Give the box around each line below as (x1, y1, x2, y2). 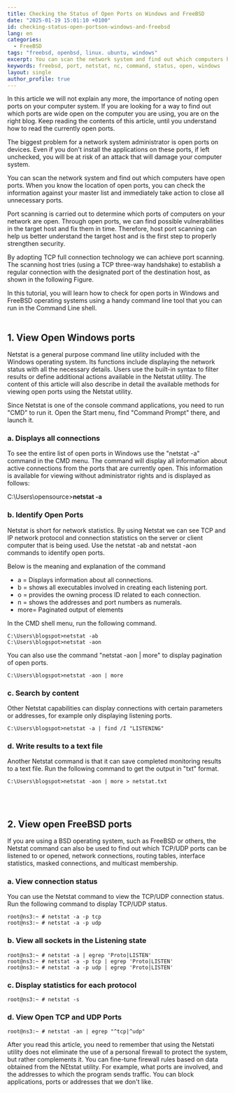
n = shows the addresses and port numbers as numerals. (17, 598, 183, 606)
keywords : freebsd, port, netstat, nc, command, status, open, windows (7, 62, 220, 69)
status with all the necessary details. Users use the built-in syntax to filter (7, 365, 219, 373)
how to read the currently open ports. (7, 124, 115, 133)
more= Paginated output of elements (17, 605, 124, 614)
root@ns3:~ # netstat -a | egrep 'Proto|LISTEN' (7, 951, 152, 958)
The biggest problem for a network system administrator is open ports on (7, 138, 219, 146)
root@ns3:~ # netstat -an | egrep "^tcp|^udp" (7, 1028, 145, 1036)
